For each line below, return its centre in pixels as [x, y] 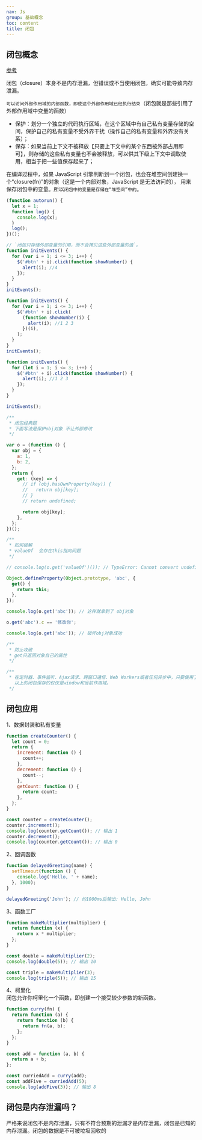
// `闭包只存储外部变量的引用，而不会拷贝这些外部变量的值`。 [73, 245]
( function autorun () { [35, 201]
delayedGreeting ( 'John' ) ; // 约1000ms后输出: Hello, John [79, 899]
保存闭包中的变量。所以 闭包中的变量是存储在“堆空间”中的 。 [74, 189]
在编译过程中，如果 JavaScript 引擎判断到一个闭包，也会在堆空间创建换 [95, 174]
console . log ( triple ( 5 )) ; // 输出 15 [51, 978]
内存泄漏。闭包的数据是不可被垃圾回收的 [56, 1130]
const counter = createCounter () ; [50, 819]
